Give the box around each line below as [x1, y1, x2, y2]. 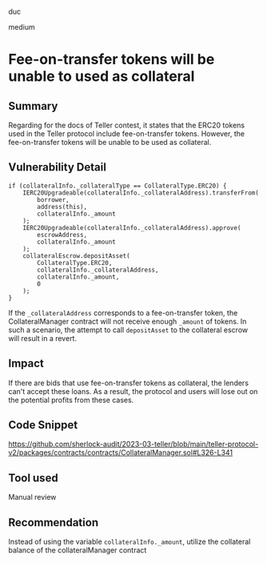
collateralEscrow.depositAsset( [22, 251, 130, 259]
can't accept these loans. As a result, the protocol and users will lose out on [8, 386, 258, 396]
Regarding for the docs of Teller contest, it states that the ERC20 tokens [8, 120, 245, 130]
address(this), [37, 203, 88, 211]
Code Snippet [8, 418, 78, 432]
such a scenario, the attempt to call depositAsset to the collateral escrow [8, 324, 249, 335]
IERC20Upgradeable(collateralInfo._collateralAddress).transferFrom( [22, 188, 260, 197]
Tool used [8, 471, 58, 485]
